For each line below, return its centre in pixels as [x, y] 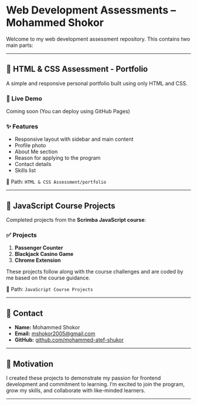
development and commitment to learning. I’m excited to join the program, [95, 384]
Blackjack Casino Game [44, 254]
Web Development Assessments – [91, 10]
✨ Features [22, 126]
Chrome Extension [38, 260]
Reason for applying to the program [57, 158]
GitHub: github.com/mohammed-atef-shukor [69, 340]
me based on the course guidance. [48, 278]
